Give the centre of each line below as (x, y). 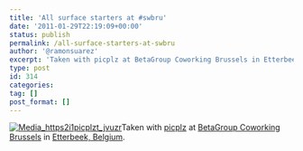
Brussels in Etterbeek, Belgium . (67, 137)
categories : (32, 85)
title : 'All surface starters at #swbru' (88, 18)
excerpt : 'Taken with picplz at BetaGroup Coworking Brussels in (134, 60)
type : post (30, 69)
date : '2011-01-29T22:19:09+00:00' (76, 26)
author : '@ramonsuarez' (54, 52)
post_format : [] (40, 102)
